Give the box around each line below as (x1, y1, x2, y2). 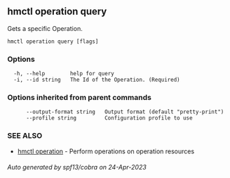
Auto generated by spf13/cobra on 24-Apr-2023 (7, 163, 147, 172)
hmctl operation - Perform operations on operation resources (17, 147, 195, 155)
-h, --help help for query (13, 70, 114, 77)
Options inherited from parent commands (7, 93, 152, 103)
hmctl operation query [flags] (7, 38, 99, 45)
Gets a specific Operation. (7, 24, 83, 32)
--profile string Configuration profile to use (25, 115, 193, 122)
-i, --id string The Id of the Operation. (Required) (13, 77, 180, 84)
